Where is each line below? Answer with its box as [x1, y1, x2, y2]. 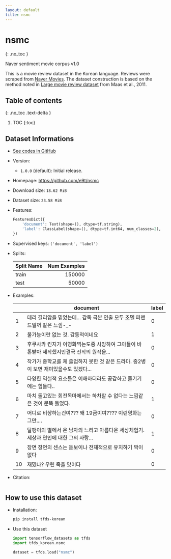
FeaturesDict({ [12, 217, 45, 222]
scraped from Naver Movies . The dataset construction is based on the [5, 76, 153, 82]
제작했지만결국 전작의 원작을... [42, 348, 110, 355]
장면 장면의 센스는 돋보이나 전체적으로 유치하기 [27, 443, 133, 451]
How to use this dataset [5, 493, 82, 502]
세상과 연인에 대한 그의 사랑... [27, 434, 93, 441]
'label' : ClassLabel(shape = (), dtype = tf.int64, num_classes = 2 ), [22, 226, 161, 232]
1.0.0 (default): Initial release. [20, 167, 83, 174]
